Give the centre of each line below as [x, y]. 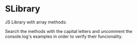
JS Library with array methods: [36, 22]
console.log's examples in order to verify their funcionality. [64, 36]
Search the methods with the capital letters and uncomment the [69, 31]
